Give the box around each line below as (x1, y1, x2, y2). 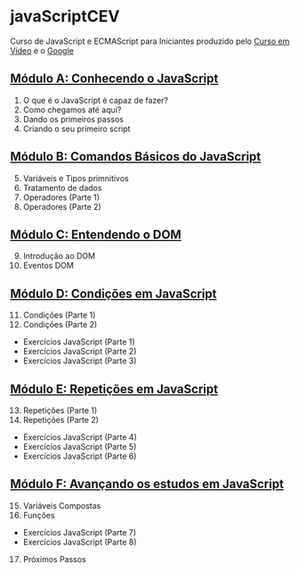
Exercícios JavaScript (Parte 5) (22, 442, 137, 452)
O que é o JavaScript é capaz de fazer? (22, 95, 168, 105)
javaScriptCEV (10, 6, 120, 27)
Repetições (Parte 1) (22, 405, 98, 416)
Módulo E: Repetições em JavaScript (10, 381, 219, 396)
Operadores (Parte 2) (22, 201, 101, 211)
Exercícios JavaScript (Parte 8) (22, 536, 137, 547)
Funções (22, 510, 56, 520)
